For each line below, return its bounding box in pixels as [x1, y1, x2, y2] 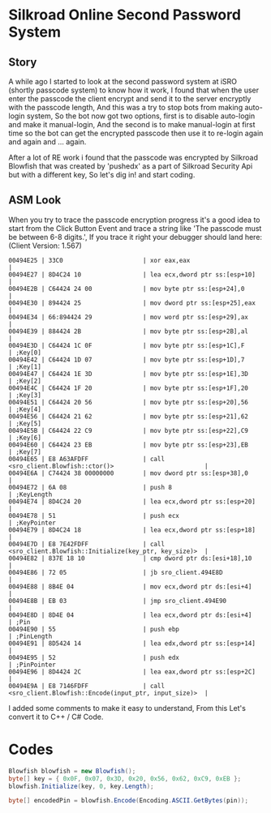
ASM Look [8, 193, 62, 208]
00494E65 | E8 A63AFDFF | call [8, 455, 165, 463]
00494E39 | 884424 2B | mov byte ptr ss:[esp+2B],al [8, 327, 249, 336]
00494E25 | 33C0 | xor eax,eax [8, 256, 191, 264]
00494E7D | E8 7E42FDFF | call [8, 540, 165, 548]
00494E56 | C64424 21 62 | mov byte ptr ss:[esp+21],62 [8, 412, 249, 421]
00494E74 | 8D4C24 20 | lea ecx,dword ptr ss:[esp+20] [8, 497, 256, 506]
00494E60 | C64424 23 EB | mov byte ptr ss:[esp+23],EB [8, 440, 249, 449]
